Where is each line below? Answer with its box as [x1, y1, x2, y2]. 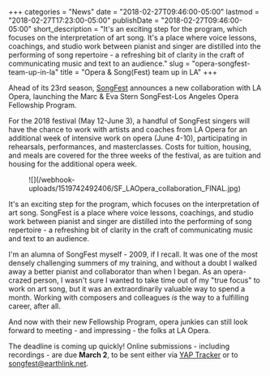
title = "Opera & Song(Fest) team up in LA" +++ [60, 67, 217, 76]
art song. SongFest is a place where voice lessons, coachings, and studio [8, 208, 254, 218]
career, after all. [8, 301, 61, 311]
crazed [8, 275, 32, 285]
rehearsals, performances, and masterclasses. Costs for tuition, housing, [8, 142, 251, 151]
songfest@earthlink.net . [8, 359, 89, 368]
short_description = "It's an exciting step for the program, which [33, 24, 247, 33]
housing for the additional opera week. [8, 159, 138, 169]
